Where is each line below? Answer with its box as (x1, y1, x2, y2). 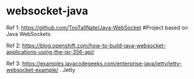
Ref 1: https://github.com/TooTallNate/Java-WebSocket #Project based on (6, 24, 189, 31)
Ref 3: (6, 60, 21, 67)
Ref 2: (6, 42, 21, 49)
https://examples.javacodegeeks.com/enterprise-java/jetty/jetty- (22, 60, 182, 67)
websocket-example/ (6, 66, 59, 73)
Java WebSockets (6, 30, 51, 37)
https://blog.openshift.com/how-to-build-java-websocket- (22, 42, 166, 49)
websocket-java (6, 4, 89, 18)
